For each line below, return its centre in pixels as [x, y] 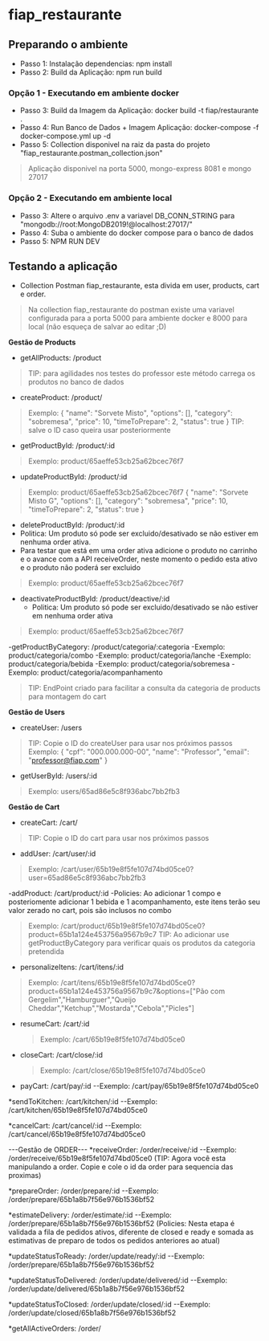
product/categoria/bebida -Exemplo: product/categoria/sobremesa [119, 664]
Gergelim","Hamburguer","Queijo [82, 1000]
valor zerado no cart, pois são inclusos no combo [90, 911]
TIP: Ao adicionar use [194, 935]
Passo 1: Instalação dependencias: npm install [96, 63]
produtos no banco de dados [76, 382]
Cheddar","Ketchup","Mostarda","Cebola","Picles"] [111, 1009]
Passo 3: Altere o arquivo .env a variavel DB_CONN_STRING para [127, 215]
